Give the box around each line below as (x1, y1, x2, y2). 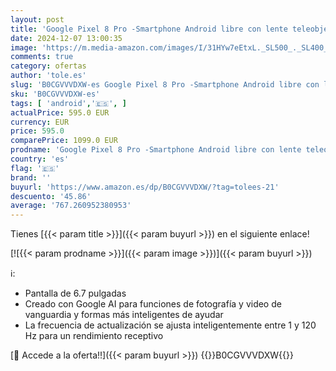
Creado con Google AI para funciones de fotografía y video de (24, 298, 282, 310)
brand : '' (10, 172, 52, 183)
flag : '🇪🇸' (10, 163, 60, 173)
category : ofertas (10, 61, 87, 71)
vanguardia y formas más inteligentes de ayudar (24, 309, 224, 321)
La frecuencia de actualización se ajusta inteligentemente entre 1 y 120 (24, 319, 317, 331)
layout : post (10, 14, 65, 25)
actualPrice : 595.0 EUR (10, 107, 110, 118)
